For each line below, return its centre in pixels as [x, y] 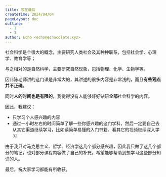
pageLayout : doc [22, 19]
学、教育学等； [20, 58]
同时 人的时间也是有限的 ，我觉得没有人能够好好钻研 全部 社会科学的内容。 [79, 96]
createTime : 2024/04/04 [30, 14]
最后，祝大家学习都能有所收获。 [38, 169]
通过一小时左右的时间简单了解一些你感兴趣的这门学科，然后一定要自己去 [86, 123]
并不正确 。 [16, 85]
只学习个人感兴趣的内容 [36, 117]
